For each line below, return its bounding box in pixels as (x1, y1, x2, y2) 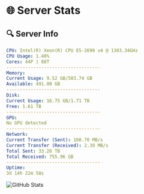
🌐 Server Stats (6, 4, 81, 17)
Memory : (6, 70, 26, 76)
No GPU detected (6, 120, 47, 126)
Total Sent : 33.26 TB (6, 148, 61, 154)
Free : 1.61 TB (6, 103, 42, 109)
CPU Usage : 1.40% (6, 53, 50, 59)
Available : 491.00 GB (6, 81, 61, 87)
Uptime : (6, 165, 26, 171)
